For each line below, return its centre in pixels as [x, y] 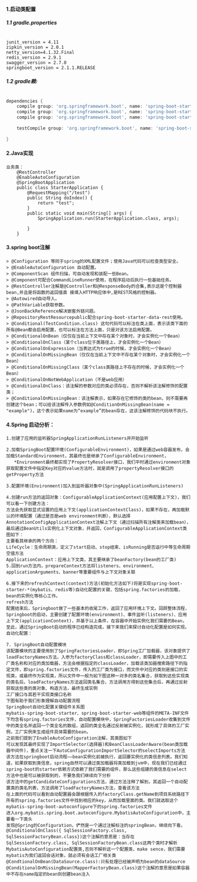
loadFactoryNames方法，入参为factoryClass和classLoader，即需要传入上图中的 [94, 657]
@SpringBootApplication [46, 182]
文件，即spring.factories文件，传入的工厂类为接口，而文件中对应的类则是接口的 [97, 670]
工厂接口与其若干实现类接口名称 [39, 695]
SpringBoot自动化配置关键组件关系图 [45, 707]
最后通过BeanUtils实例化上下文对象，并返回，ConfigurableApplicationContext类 [97, 529]
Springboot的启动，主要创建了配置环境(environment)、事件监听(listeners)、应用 [97, 615]
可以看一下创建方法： [28, 504]
